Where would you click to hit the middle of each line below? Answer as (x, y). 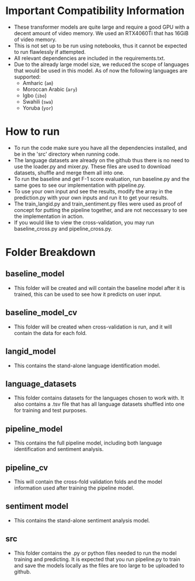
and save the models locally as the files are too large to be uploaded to (99, 565)
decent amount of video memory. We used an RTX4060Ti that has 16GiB (101, 33)
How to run (33, 131)
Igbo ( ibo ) (35, 95)
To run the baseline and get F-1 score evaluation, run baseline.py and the (102, 179)
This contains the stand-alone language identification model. (87, 365)
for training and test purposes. (51, 411)
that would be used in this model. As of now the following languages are (101, 70)
